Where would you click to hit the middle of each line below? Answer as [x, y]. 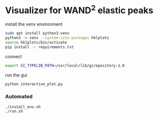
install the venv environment [34, 24]
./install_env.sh [23, 107]
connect [14, 56]
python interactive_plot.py [34, 84]
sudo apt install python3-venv [37, 33]
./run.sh [14, 111]
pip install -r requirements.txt [39, 47]
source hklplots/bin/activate [36, 42]
